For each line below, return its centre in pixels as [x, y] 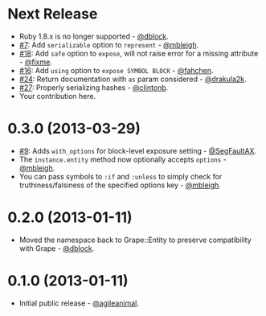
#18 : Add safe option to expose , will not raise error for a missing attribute [139, 53]
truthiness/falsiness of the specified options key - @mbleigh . [120, 185]
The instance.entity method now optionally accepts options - [123, 159]
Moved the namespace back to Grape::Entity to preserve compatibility [135, 240]
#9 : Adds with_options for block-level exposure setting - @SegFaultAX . [138, 150]
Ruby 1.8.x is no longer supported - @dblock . [94, 36]
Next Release [53, 14]
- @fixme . [36, 62]
